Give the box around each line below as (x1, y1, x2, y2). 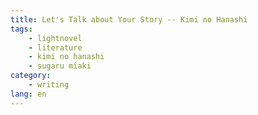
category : (10, 71, 52, 81)
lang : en (10, 89, 47, 99)
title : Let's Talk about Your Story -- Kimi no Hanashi (10, 14, 248, 25)
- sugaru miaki (28, 61, 92, 71)
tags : (10, 24, 33, 34)
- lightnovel (28, 33, 83, 43)
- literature (28, 42, 83, 53)
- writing (28, 80, 70, 90)
